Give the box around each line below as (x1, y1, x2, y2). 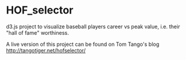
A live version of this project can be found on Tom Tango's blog (6, 41, 160, 48)
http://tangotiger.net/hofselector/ (6, 46, 86, 54)
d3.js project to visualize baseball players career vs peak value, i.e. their (6, 23, 180, 30)
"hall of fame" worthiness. (6, 29, 69, 36)
